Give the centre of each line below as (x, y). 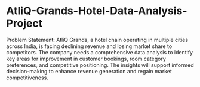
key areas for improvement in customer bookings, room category (86, 59)
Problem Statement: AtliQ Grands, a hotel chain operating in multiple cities (97, 40)
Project (24, 23)
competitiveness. (27, 78)
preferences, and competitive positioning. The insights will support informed (100, 65)
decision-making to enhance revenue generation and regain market (89, 71)
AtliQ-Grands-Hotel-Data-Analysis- (97, 11)
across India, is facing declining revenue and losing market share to (89, 46)
